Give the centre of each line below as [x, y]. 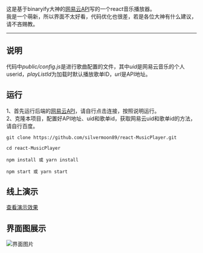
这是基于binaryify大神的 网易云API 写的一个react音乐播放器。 [81, 9]
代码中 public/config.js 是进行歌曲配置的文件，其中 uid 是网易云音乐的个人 [96, 66]
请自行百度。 [22, 126]
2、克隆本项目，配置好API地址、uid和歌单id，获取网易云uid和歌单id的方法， [101, 118]
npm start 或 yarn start [37, 172]
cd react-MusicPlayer [34, 148]
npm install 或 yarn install [42, 160]
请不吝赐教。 [22, 24]
